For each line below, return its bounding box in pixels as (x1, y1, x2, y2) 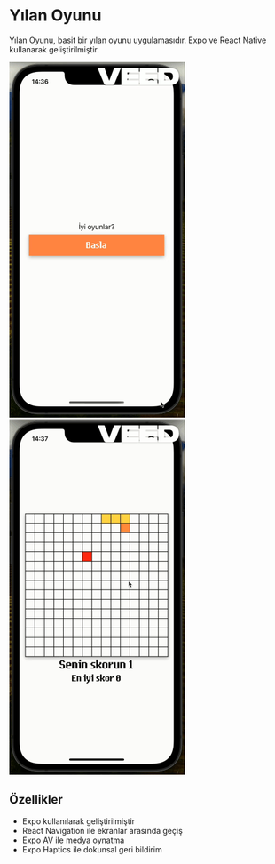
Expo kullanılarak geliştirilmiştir (21, 815, 136, 827)
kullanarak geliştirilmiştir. (9, 44, 100, 54)
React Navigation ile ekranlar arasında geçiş (21, 825, 184, 836)
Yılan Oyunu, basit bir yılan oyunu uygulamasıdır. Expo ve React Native (9, 35, 267, 45)
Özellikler (9, 792, 64, 807)
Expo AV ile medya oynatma (21, 835, 125, 845)
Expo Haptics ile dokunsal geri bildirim (21, 844, 162, 854)
